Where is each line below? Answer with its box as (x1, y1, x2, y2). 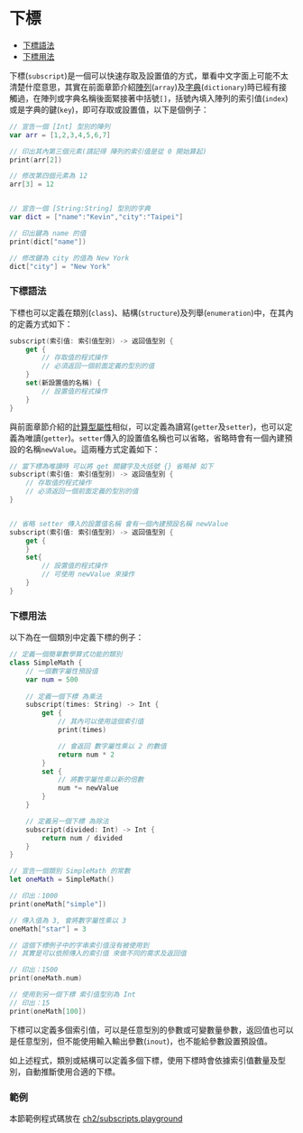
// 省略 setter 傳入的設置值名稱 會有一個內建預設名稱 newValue (9, 519, 229, 528)
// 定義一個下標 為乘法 (25, 692, 103, 701)
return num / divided (41, 833, 124, 842)
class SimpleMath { (9, 658, 83, 668)
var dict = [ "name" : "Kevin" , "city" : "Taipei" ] (9, 213, 183, 222)
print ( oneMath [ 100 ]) (9, 1007, 87, 1016)
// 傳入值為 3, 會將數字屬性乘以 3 (9, 915, 127, 925)
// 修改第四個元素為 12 (9, 172, 88, 181)
